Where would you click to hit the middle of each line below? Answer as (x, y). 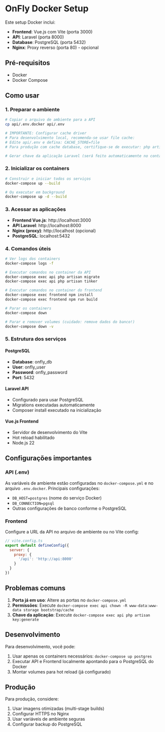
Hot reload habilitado (33, 437)
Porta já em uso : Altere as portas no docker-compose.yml (69, 600)
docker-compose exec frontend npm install (49, 295)
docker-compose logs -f (29, 263)
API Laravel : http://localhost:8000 (47, 225)
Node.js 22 (23, 443)
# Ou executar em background (35, 192)
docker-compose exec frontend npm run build (51, 299)
